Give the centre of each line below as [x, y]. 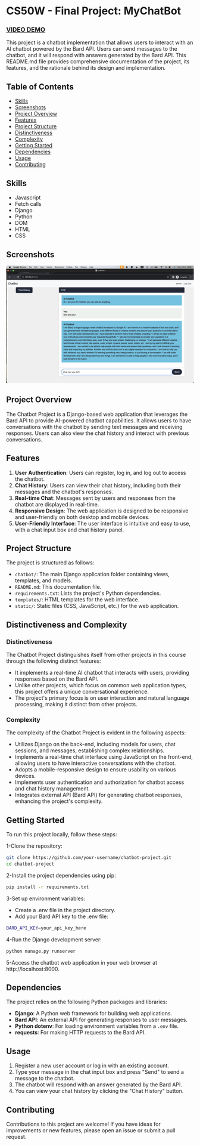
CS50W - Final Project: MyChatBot [94, 11]
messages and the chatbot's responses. [64, 492]
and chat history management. [52, 789]
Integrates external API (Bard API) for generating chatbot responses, [99, 795]
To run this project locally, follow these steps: [62, 835]
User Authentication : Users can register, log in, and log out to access [100, 472]
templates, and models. [43, 580]
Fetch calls [28, 204]
